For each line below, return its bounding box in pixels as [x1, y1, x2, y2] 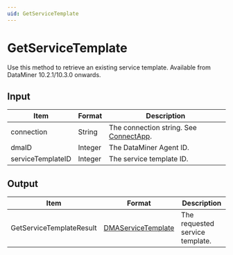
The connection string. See [108, 123, 198, 133]
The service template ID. [108, 154, 189, 164]
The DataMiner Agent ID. [108, 143, 189, 153]
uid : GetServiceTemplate [7, 10, 79, 17]
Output [7, 178, 38, 190]
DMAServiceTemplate [103, 223, 175, 233]
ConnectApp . [108, 131, 153, 141]
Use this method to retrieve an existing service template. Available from [7, 63, 212, 72]
